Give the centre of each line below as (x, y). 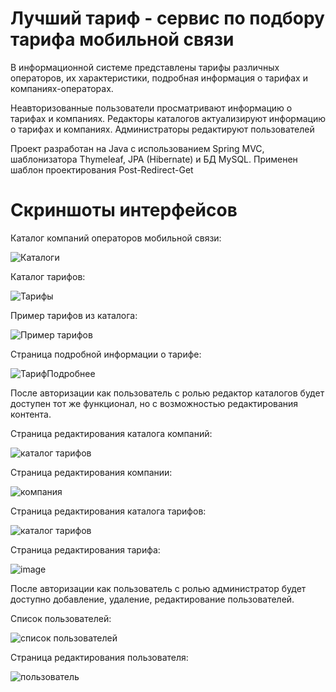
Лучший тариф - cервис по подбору (167, 18)
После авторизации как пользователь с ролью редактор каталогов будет (167, 393)
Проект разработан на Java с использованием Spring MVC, (137, 148)
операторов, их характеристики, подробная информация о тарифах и (159, 78)
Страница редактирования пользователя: (99, 657)
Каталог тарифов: (48, 276)
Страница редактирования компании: (91, 472)
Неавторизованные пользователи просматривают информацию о (151, 108)
